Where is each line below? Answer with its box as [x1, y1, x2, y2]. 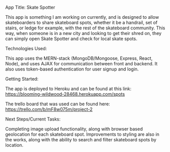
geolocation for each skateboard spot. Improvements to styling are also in [5, 131, 160, 137]
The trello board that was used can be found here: [5, 101, 110, 107]
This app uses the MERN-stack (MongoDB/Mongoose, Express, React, [5, 55, 153, 61]
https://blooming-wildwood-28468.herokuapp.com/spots [5, 91, 125, 97]
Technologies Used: [5, 46, 47, 51]
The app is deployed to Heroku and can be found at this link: [5, 86, 132, 92]
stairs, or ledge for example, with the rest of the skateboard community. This [5, 25, 165, 31]
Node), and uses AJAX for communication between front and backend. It [5, 61, 158, 66]
